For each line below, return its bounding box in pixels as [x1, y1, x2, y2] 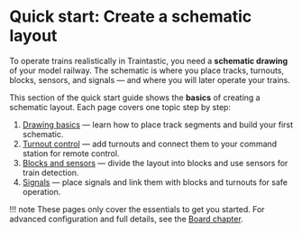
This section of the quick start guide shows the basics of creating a [9, 92, 261, 103]
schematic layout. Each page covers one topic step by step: [9, 101, 232, 112]
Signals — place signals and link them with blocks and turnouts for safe [22, 176, 288, 187]
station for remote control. [22, 147, 120, 159]
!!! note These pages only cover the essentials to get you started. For [9, 203, 265, 214]
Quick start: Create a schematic [9, 6, 252, 27]
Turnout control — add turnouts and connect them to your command [22, 138, 278, 149]
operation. [22, 186, 61, 197]
